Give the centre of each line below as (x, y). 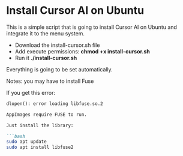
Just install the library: (40, 125)
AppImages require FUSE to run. (46, 115)
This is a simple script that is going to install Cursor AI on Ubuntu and (91, 27)
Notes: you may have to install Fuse (50, 81)
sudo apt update (26, 142)
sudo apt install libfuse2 (40, 148)
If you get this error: (31, 92)
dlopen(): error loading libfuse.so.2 (55, 103)
